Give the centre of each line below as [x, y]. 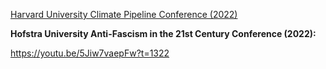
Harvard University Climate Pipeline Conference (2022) [124, 14]
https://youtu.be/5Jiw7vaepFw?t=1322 [90, 53]
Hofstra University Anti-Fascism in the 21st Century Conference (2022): [163, 33]
